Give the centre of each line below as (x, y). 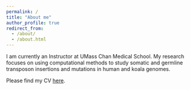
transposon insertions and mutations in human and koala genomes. (88, 69)
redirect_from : (25, 28)
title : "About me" (29, 17)
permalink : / (22, 12)
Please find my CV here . (36, 80)
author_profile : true (33, 23)
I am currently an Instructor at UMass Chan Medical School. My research (95, 56)
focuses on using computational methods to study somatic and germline (94, 63)
